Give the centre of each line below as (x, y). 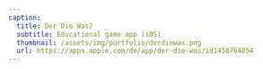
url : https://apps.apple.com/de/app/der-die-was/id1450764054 (135, 51)
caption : (25, 17)
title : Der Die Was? (55, 26)
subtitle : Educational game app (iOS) (89, 34)
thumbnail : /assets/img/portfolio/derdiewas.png (109, 43)
